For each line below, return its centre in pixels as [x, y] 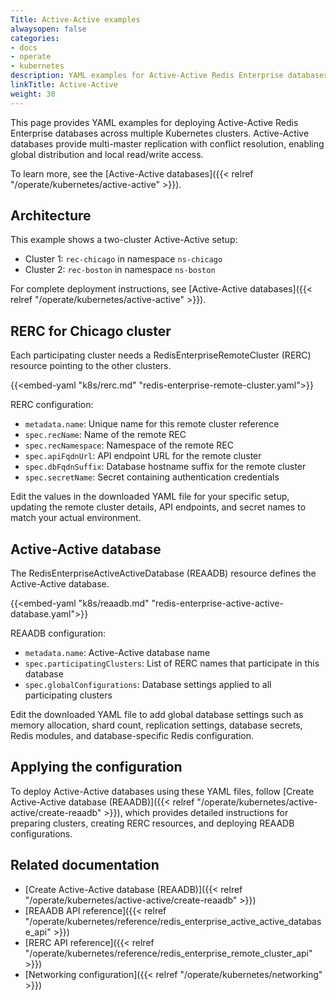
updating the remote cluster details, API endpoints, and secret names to [158, 507]
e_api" [38, 932]
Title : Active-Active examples [75, 19]
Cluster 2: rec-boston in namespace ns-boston [120, 270]
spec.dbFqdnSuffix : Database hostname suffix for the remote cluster [165, 467]
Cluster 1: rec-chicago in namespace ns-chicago [123, 259]
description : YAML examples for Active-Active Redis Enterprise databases [169, 76]
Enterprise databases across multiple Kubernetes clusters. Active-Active [160, 133]
